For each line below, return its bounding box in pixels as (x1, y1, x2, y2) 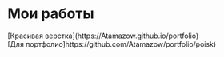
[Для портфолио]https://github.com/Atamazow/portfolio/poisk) (7, 39, 217, 48)
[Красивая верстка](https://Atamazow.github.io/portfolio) (7, 31, 199, 40)
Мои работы (7, 5, 94, 23)
